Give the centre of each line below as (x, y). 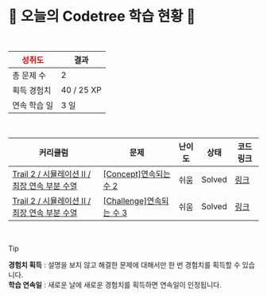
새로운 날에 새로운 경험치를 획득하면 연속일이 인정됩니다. (135, 284)
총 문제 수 (29, 75)
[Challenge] (125, 201)
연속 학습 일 (33, 105)
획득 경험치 (32, 90)
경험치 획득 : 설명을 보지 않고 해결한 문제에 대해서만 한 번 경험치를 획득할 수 (124, 264)
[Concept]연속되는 (137, 174)
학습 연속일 (25, 284)
